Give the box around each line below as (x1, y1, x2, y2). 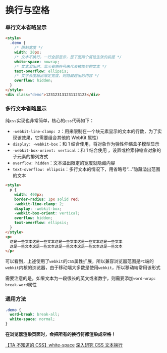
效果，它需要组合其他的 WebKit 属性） (21, 135, 101, 141)
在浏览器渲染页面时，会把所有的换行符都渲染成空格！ (5, 331, 116, 337)
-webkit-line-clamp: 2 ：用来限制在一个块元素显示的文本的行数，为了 (12, 128, 158, 135)
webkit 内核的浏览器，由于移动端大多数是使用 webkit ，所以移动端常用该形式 (5, 264, 160, 271)
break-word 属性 (5, 282, 37, 288)
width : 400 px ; (14, 192, 44, 197)
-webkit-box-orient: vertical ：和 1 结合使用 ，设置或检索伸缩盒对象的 (12, 147, 161, 153)
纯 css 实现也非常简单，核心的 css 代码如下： (5, 117, 94, 124)
